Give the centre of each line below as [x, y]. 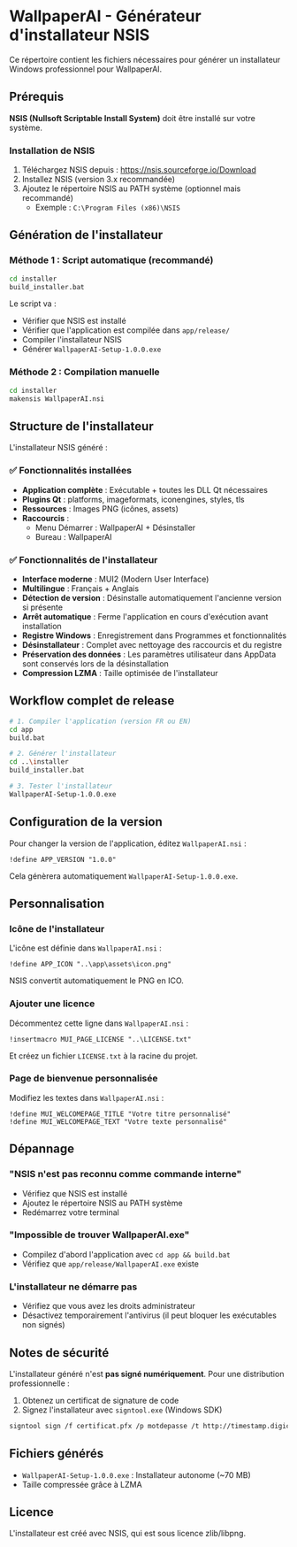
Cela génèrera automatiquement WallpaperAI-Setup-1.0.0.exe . [124, 876]
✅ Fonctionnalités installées [71, 471]
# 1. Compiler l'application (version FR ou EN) [100, 721]
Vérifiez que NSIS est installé [75, 1193]
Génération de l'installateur [86, 235]
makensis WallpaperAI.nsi [57, 399]
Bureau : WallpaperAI [73, 536]
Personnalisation [57, 903]
